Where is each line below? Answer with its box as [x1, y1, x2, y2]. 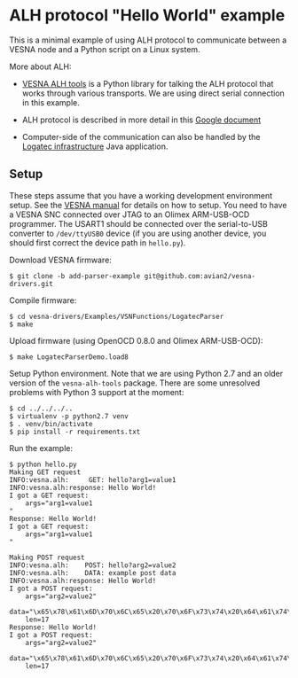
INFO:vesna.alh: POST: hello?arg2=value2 [9, 560, 176, 570]
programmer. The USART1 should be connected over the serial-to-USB [9, 218, 268, 229]
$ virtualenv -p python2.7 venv [9, 411, 129, 421]
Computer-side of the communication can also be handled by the [21, 131, 261, 142]
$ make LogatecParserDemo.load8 [9, 352, 129, 362]
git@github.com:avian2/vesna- [144, 271, 255, 280]
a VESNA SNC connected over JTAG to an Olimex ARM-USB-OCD [9, 209, 250, 220]
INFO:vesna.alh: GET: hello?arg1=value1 [9, 475, 176, 484]
